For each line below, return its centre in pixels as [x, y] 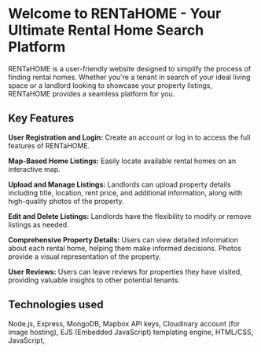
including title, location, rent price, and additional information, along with [125, 192]
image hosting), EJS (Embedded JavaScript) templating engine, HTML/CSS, [131, 332]
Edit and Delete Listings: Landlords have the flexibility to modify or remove [130, 216]
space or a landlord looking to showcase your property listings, [110, 85]
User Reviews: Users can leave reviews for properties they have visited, [125, 271]
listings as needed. [39, 224]
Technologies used [56, 305]
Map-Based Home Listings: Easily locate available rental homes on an [122, 161]
